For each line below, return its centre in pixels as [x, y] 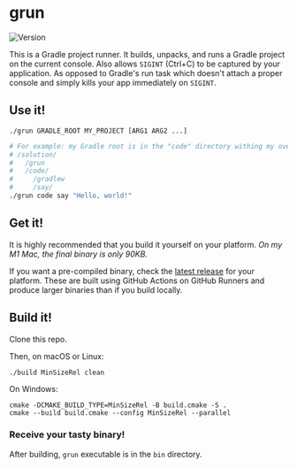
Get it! [27, 223]
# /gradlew [37, 180]
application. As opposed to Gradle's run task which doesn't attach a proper [146, 73]
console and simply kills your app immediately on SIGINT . [113, 82]
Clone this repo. [38, 339]
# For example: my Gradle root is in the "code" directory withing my [142, 146]
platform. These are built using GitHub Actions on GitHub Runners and [137, 280]
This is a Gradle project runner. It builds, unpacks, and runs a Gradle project [147, 54]
